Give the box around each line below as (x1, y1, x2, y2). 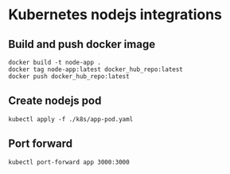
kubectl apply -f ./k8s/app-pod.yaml (8, 115, 134, 123)
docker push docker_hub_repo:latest (8, 73, 130, 81)
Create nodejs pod (8, 94, 102, 108)
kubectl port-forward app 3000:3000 (8, 158, 130, 166)
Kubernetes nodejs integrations (8, 6, 223, 24)
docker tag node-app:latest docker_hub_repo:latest (8, 65, 183, 73)
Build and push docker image (8, 38, 156, 51)
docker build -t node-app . (8, 58, 102, 66)
